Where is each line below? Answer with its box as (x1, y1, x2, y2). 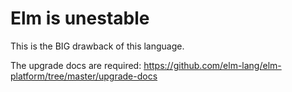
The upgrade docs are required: (10, 59, 142, 71)
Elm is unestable (10, 7, 150, 30)
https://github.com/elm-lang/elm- (143, 59, 282, 71)
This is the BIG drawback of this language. (10, 40, 185, 52)
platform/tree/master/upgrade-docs (10, 70, 158, 82)
